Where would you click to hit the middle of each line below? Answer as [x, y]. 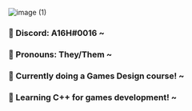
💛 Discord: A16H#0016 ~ [57, 33]
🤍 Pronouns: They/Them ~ [60, 54]
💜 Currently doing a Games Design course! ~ [96, 76]
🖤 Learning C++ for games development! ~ [93, 97]
